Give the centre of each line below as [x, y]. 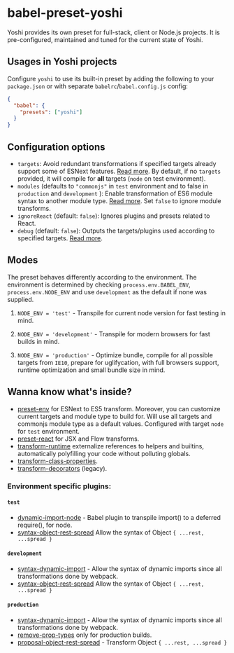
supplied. [21, 299]
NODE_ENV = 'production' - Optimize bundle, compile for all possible [115, 355]
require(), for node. [45, 525]
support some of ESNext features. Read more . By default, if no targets [119, 171]
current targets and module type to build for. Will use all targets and [115, 416]
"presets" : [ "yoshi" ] [51, 112]
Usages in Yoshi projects [62, 62]
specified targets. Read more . [60, 238]
